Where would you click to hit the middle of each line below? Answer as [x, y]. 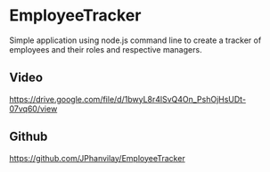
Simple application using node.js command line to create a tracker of [135, 40]
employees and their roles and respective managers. [106, 49]
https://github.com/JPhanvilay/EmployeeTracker [97, 158]
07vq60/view [33, 109]
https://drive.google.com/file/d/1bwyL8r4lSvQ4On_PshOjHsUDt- [128, 99]
